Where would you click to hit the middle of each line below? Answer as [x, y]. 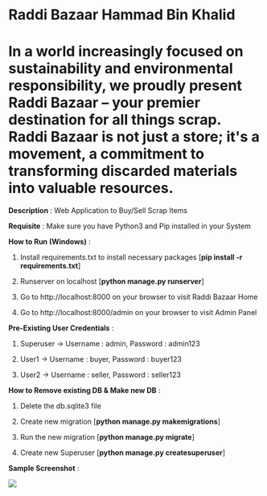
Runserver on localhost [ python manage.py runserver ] [112, 281]
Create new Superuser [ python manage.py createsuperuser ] [123, 453]
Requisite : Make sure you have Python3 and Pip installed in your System [130, 226]
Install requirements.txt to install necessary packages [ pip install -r [131, 257]
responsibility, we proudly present [125, 86]
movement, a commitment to [107, 154]
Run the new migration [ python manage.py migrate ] [107, 437]
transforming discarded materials [123, 171]
